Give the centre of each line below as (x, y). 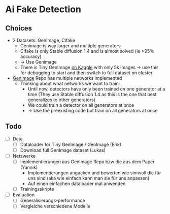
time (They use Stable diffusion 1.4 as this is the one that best (92, 94)
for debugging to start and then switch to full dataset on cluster (86, 73)
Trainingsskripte (37, 189)
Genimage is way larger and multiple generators (70, 46)
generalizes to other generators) (61, 100)
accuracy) (31, 56)
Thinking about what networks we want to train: (70, 83)
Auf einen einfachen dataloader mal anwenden (77, 184)
